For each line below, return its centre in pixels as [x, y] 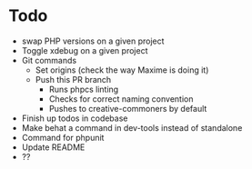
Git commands [49, 60]
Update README [53, 147]
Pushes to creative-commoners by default [128, 108]
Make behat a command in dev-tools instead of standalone [132, 127]
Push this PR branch [73, 79]
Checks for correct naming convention [121, 99]
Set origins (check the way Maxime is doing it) [122, 70]
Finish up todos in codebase [75, 118]
